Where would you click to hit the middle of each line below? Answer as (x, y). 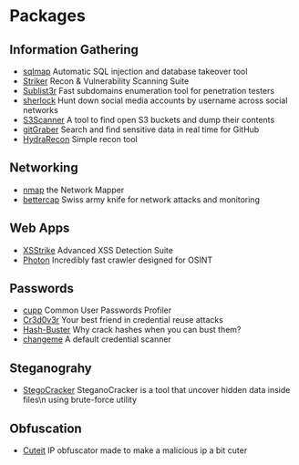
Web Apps (40, 228)
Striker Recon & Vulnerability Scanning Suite (106, 81)
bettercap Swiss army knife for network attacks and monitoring (141, 199)
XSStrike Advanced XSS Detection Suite (98, 250)
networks (41, 110)
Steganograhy (51, 368)
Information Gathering (74, 50)
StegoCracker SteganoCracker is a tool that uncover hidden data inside (156, 390)
